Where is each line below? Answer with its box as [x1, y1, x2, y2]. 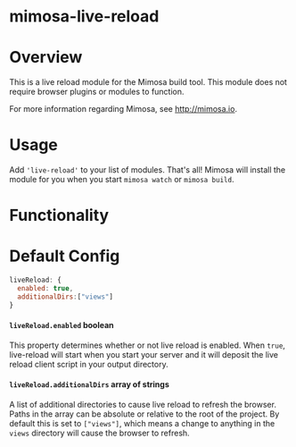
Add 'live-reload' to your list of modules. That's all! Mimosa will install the [9, 164, 286, 175]
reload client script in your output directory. [9, 358, 169, 369]
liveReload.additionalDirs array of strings [9, 379, 169, 390]
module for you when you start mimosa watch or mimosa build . [9, 174, 234, 185]
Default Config [9, 246, 120, 266]
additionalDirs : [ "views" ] [17, 292, 114, 301]
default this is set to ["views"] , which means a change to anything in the [9, 418, 275, 429]
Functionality [9, 206, 110, 225]
